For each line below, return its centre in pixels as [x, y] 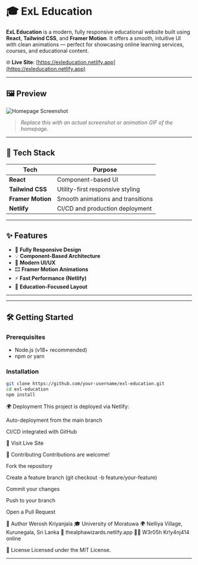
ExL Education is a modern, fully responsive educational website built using [98, 32]
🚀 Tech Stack [31, 153]
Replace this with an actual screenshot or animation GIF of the [97, 122]
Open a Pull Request [31, 512]
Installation [23, 372]
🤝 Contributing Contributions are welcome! [58, 454]
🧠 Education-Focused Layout [51, 287]
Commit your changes [33, 489]
